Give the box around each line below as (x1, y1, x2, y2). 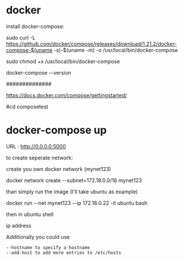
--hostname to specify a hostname (6, 245, 91, 250)
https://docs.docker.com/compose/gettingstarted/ (6, 92, 127, 99)
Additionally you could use (6, 233, 70, 240)
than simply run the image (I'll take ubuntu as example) (6, 188, 138, 195)
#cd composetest (6, 103, 48, 110)
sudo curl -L (6, 34, 36, 41)
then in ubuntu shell (6, 211, 54, 218)
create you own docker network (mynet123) (6, 165, 112, 172)
